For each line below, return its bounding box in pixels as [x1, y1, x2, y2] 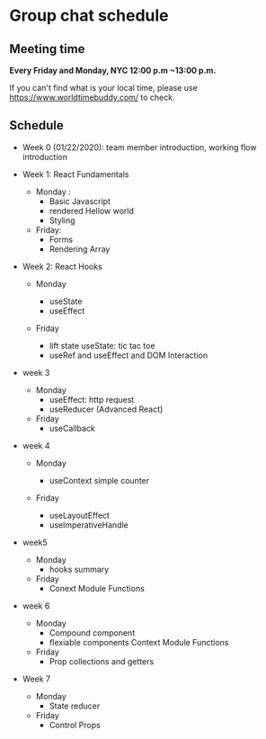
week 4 [22, 440, 50, 450]
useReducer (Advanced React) [49, 404, 164, 414]
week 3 [22, 367, 50, 378]
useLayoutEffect [49, 510, 111, 521]
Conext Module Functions [49, 583, 146, 593]
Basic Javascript [49, 195, 111, 207]
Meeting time [9, 41, 85, 57]
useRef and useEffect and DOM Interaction [49, 350, 208, 361]
